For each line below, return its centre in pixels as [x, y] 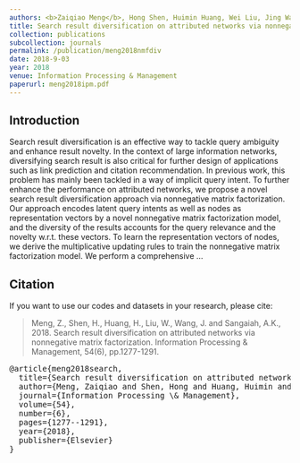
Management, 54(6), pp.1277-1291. [95, 352]
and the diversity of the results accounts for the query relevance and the [143, 227]
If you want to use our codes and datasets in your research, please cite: [141, 306]
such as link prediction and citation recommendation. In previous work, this [147, 170]
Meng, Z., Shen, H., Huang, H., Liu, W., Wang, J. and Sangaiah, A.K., [156, 323]
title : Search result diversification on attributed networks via [135, 26]
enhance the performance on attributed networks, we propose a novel [138, 190]
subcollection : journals [55, 43]
